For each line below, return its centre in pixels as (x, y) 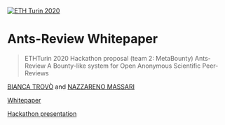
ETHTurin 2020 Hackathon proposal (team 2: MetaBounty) (109, 58)
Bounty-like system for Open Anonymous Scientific (127, 66)
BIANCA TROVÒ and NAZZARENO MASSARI (71, 87)
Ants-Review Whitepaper (83, 39)
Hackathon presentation (42, 113)
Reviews (36, 73)
